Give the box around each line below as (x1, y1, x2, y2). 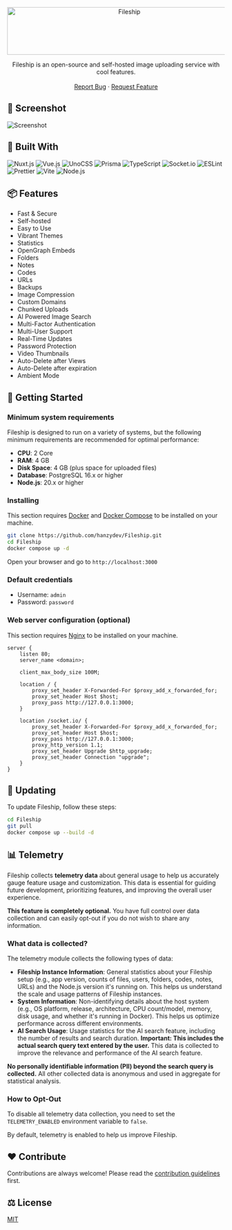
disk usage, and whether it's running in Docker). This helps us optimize (17, 1012, 220, 1021)
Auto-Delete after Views (17, 357, 86, 365)
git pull (7, 823, 32, 830)
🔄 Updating (7, 784, 57, 796)
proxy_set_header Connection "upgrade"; (32, 753, 150, 761)
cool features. (96, 68, 136, 76)
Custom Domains (17, 298, 67, 306)
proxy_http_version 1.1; (32, 741, 104, 748)
